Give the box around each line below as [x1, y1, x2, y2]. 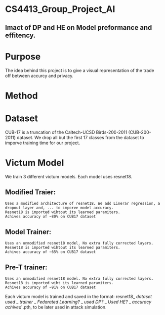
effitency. [5, 31, 36, 39]
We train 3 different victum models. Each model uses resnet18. [5, 173, 132, 179]
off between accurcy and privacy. [5, 73, 74, 79]
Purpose [5, 51, 41, 62]
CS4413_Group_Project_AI [5, 3, 115, 15]
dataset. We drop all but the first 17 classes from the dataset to [16, 134, 144, 140]
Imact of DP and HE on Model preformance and [5, 23, 152, 32]
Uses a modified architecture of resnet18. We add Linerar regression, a [5, 201, 161, 206]
